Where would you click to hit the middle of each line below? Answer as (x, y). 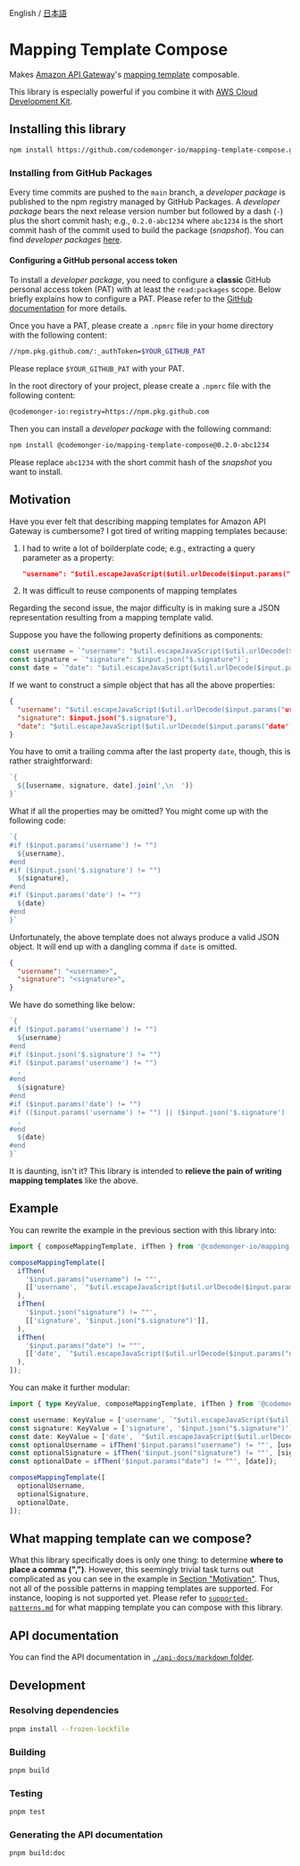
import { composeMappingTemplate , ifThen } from (101, 1246)
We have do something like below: (72, 1005)
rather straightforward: (51, 761)
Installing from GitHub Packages (81, 172)
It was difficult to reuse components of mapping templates (129, 591)
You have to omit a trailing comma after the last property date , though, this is (150, 752)
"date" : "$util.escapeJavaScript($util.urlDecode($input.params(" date (151, 726)
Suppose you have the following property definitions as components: (136, 635)
